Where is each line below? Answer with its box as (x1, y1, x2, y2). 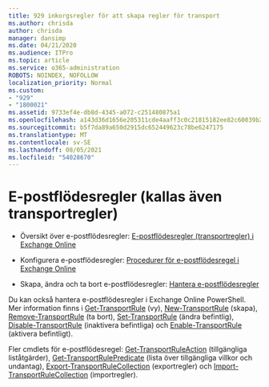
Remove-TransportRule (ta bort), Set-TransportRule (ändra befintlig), (8, 312, 235, 321)
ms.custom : (8, 86, 45, 95)
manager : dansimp (8, 34, 66, 42)
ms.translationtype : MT (8, 131, 88, 139)
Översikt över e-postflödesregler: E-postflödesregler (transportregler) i (19, 232, 255, 241)
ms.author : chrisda (8, 19, 74, 27)
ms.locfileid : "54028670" (8, 153, 94, 161)
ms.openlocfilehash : (8, 116, 78, 124)
